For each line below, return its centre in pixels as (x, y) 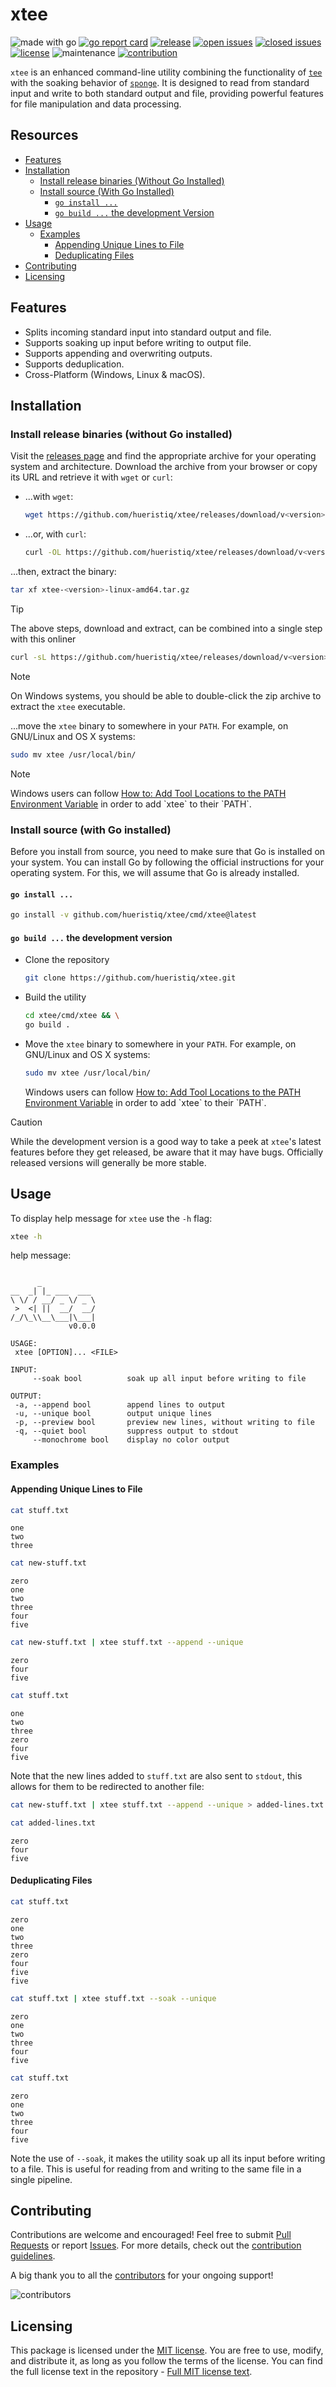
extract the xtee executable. (68, 706)
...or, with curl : (55, 534)
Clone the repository (67, 960)
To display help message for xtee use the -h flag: (111, 1218)
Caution (26, 1122)
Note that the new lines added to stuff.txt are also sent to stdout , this (156, 1776)
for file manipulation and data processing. (96, 104)
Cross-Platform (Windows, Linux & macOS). (115, 374)
